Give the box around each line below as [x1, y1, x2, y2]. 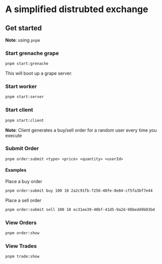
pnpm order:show [5, 231, 39, 236]
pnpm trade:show [5, 254, 39, 259]
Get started [5, 24, 42, 32]
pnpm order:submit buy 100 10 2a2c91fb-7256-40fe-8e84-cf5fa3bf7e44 [5, 188, 153, 193]
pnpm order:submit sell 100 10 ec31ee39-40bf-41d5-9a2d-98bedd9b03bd [5, 207, 155, 212]
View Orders [5, 219, 37, 226]
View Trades [5, 242, 37, 249]
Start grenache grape [5, 50, 59, 57]
